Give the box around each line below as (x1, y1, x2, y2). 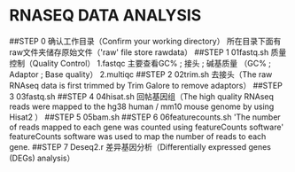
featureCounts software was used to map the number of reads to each (9, 130, 267, 142)
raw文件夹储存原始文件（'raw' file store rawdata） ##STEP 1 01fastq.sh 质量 (9, 46, 287, 58)
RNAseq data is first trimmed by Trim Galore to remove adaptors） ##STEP (9, 80, 283, 90)
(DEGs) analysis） (9, 152, 75, 163)
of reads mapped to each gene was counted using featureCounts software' (9, 121, 284, 132)
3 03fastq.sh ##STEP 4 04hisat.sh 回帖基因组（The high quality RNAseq (9, 90, 275, 102)
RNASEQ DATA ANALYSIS (9, 5, 202, 26)
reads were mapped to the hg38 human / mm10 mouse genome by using (9, 101, 275, 112)
